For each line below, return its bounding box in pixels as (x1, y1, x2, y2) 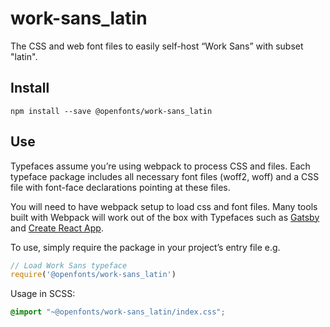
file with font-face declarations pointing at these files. (10, 181, 231, 193)
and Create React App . (10, 222, 104, 234)
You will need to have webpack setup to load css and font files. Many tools (10, 200, 318, 212)
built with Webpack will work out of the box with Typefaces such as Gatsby (10, 211, 320, 223)
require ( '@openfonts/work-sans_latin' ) (10, 270, 177, 280)
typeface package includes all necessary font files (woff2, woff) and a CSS (10, 170, 320, 182)
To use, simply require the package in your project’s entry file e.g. (10, 241, 281, 253)
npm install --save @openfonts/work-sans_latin (10, 106, 213, 116)
